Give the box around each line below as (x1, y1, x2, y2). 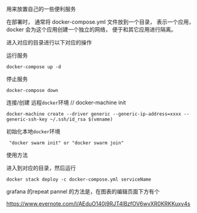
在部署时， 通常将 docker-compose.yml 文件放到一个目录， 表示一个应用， (6, 18, 195, 26)
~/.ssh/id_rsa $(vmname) (49, 116, 113, 122)
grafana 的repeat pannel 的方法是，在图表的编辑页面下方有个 (6, 188, 160, 195)
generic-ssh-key (6, 116, 48, 122)
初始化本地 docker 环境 (6, 128, 60, 135)
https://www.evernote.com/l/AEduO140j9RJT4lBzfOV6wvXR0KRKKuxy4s (6, 200, 191, 207)
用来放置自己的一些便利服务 (6, 5, 76, 12)
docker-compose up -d (6, 64, 62, 70)
